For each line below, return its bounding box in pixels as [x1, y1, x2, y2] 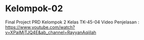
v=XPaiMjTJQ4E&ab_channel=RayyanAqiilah [5, 29, 96, 35]
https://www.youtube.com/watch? [5, 24, 75, 30]
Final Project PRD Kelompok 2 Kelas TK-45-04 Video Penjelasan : [5, 19, 140, 25]
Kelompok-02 [5, 3, 63, 14]
